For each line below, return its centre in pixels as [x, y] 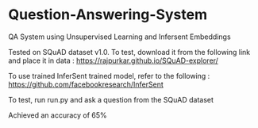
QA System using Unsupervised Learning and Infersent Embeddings [120, 37]
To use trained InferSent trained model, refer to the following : [109, 76]
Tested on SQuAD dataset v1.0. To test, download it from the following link [129, 52]
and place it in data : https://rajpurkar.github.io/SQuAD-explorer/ [113, 60]
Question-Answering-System [108, 15]
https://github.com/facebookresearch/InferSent [86, 84]
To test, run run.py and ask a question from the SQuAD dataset [111, 99]
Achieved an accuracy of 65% [58, 115]
